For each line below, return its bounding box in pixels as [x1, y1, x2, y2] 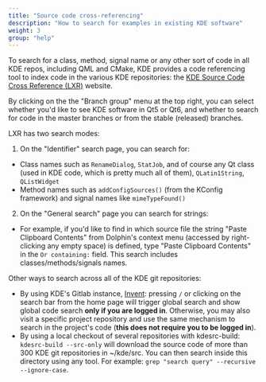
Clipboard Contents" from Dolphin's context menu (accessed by [19, 232, 230, 243]
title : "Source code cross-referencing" [8, 11, 145, 20]
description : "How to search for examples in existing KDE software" [8, 19, 244, 27]
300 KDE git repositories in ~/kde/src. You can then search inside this [19, 348, 248, 358]
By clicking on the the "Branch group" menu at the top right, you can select [8, 96, 254, 106]
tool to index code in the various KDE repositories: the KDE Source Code [8, 72, 245, 82]
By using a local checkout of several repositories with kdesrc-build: [19, 331, 241, 341]
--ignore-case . [19, 365, 69, 375]
